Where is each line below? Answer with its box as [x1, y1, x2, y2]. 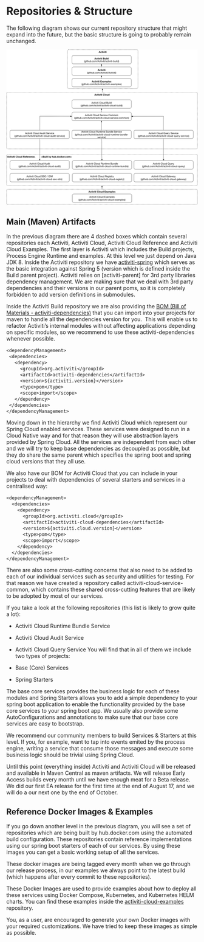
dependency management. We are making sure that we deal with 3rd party [6, 278, 194, 285]
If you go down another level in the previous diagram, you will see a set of [6, 823, 191, 830]
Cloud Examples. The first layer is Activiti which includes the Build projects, [6, 246, 194, 253]
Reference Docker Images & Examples [6, 806, 154, 817]
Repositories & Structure [6, 4, 133, 18]
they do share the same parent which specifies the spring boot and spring [6, 451, 191, 459]
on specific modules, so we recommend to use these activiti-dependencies [6, 328, 195, 336]
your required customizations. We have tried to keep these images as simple [6, 923, 197, 930]
